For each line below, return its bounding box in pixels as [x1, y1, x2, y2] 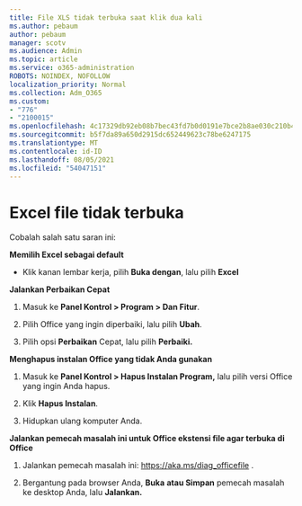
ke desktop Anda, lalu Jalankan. [22, 487, 143, 498]
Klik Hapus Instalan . [22, 398, 99, 409]
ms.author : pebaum [9, 22, 78, 31]
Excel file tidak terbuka [9, 202, 184, 223]
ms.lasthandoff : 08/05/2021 [9, 155, 115, 164]
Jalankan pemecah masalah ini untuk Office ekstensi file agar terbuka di [9, 433, 285, 444]
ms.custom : [9, 96, 50, 106]
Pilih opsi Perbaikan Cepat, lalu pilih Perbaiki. [22, 336, 193, 347]
